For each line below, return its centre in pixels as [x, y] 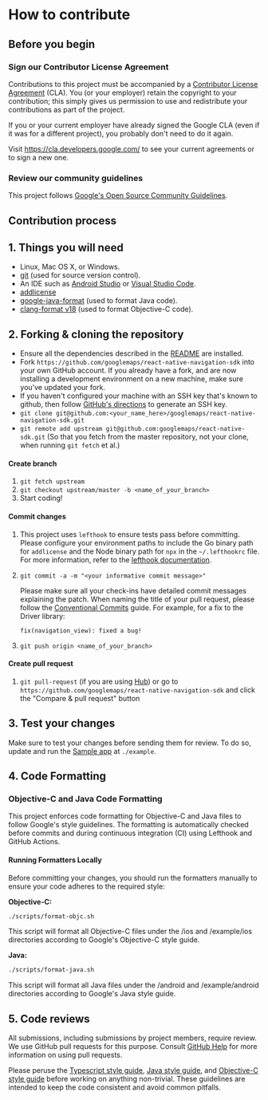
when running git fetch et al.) [70, 445]
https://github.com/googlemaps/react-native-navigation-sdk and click [137, 690]
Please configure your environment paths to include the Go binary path [136, 542]
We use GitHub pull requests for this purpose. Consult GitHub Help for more [133, 1047]
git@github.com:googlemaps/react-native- [175, 429]
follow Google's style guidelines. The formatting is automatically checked [128, 825]
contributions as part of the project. [67, 109]
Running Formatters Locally [55, 860]
